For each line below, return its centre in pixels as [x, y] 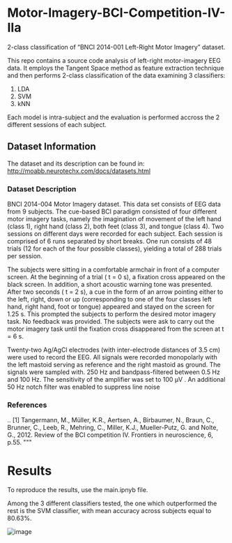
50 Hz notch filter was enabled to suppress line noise [84, 387]
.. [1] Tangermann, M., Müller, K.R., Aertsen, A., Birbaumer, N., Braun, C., [111, 420]
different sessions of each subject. [57, 124]
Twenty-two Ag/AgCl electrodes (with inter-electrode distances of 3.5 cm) [114, 350]
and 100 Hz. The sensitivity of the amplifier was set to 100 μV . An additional [116, 380]
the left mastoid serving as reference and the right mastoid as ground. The [114, 365]
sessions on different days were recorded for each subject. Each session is [115, 234]
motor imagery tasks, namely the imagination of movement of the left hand [114, 219]
